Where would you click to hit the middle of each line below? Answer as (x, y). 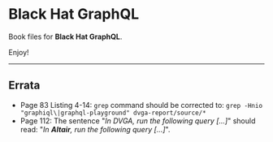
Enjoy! (19, 52)
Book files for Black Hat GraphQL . (65, 37)
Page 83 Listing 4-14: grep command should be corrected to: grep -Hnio (141, 105)
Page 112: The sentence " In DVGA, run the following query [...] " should (138, 120)
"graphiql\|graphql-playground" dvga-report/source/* (113, 113)
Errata (24, 86)
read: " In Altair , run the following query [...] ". (95, 129)
